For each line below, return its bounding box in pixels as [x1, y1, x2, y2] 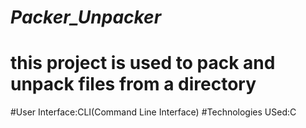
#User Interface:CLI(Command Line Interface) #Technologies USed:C [10, 106, 297, 118]
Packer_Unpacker [10, 6, 162, 29]
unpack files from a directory [10, 73, 257, 96]
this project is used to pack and [10, 52, 276, 75]
